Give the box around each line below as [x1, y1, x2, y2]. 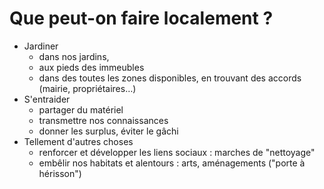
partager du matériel [38, 103, 124, 116]
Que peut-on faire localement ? [9, 7, 274, 30]
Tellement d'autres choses [23, 135, 134, 147]
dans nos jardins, [38, 50, 110, 62]
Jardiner [23, 40, 59, 52]
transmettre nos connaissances [38, 114, 169, 126]
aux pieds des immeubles [38, 61, 145, 73]
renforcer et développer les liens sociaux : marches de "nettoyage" [38, 146, 316, 158]
